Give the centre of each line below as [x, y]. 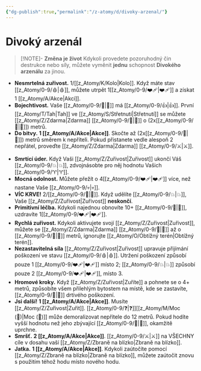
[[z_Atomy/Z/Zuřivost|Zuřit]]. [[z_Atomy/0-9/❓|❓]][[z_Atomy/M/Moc [97, 308]
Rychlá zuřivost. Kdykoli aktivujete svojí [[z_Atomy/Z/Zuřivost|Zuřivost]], [104, 223]
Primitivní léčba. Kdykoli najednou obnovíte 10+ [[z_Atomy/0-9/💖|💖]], [100, 207]
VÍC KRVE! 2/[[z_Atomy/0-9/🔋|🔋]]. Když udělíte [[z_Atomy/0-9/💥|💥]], [100, 194]
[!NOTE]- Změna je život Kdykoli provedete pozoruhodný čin [96, 59]
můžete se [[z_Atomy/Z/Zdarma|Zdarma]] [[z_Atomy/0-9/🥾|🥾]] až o [97, 229]
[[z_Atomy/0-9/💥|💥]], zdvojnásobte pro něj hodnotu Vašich [88, 165]
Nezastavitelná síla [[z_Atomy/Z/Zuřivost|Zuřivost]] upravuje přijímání [101, 249]
